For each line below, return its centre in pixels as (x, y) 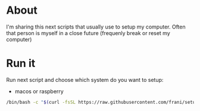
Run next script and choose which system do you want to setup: (85, 80)
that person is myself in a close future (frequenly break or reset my (88, 33)
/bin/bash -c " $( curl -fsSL (41, 102)
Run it (21, 64)
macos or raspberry (39, 91)
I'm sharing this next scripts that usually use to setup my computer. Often (96, 27)
